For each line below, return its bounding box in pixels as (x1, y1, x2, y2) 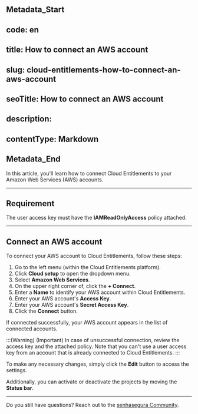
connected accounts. (6, 325, 58, 332)
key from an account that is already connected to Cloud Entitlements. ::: (6, 349, 180, 356)
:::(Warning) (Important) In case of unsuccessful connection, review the (6, 337, 180, 344)
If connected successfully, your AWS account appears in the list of (6, 319, 168, 326)
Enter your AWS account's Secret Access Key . (14, 302, 129, 309)
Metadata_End (6, 154, 61, 164)
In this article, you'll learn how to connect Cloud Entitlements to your (6, 170, 172, 177)
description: (6, 114, 52, 124)
